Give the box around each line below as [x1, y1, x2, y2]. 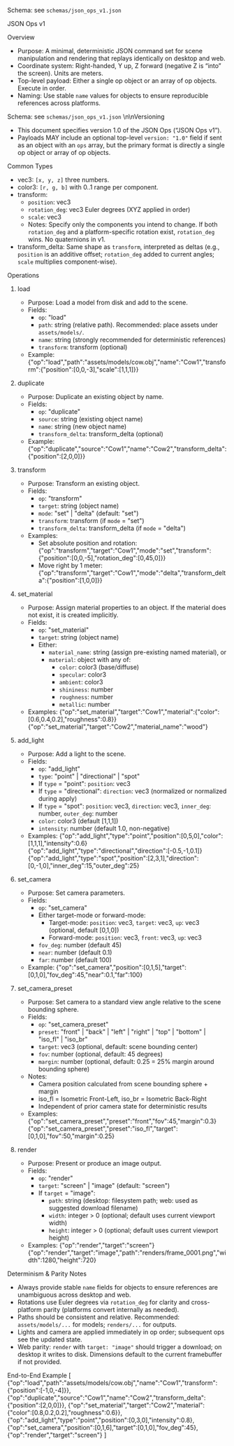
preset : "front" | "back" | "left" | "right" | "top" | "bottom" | [38, 1027, 206, 1036]
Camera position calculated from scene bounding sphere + [38, 1080, 208, 1088]
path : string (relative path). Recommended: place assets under [38, 320, 218, 329]
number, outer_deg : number [38, 809, 118, 818]
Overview [7, 33, 35, 41]
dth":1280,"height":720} [27, 1256, 96, 1264]
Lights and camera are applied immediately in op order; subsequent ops [17, 1328, 225, 1336]
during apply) [38, 795, 78, 802]
